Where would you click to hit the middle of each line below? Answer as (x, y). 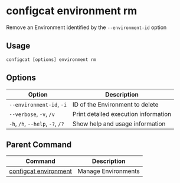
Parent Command (39, 144)
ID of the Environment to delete (115, 104)
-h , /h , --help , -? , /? (37, 124)
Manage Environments (109, 171)
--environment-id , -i (38, 104)
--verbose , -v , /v (32, 114)
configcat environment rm (72, 11)
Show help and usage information (119, 124)
